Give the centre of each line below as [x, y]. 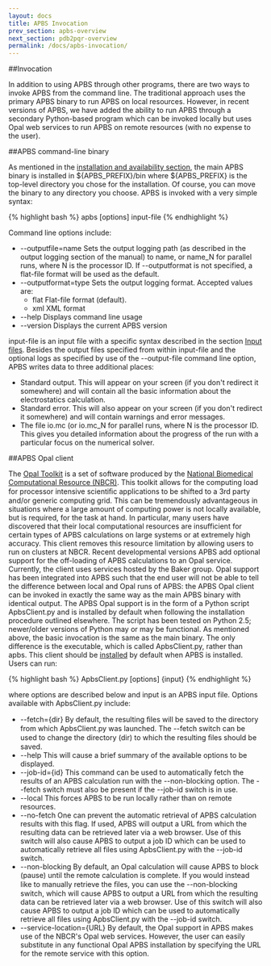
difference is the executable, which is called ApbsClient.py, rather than [126, 646]
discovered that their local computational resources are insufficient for [125, 526]
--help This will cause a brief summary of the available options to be [133, 755]
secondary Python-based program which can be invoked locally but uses [130, 119]
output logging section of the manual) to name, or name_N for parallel [136, 257]
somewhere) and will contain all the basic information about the [125, 391]
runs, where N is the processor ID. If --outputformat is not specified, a [136, 266]
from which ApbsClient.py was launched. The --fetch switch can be [133, 729]
